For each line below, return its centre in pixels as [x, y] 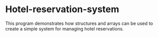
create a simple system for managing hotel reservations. [65, 28]
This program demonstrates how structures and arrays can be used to [79, 23]
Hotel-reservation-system [62, 9]
